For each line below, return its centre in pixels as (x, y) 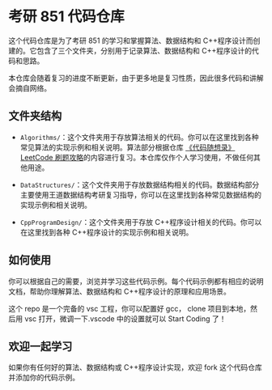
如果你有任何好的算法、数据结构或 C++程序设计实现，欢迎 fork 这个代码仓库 (135, 367)
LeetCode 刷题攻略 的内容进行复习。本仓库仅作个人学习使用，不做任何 (136, 157)
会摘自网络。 (30, 88)
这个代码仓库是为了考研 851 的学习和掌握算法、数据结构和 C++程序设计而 (131, 40)
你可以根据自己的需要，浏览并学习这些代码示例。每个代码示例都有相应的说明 (136, 281)
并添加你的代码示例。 (44, 378)
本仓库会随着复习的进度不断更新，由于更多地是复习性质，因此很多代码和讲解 (136, 78)
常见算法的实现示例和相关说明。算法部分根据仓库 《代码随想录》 (127, 147)
